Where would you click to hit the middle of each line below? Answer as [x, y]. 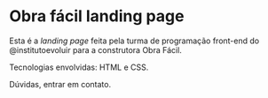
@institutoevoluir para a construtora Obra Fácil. [95, 49]
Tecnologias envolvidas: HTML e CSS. [79, 67]
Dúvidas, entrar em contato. [60, 84]
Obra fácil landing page [97, 16]
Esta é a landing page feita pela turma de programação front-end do [134, 41]
